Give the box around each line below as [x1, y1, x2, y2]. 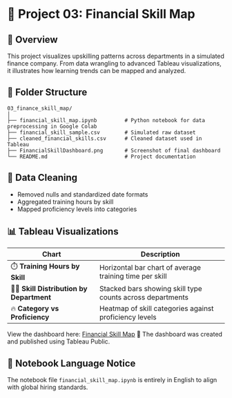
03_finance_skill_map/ [7, 105, 72, 112]
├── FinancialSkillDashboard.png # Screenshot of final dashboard [7, 147, 221, 154]
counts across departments [99, 292, 188, 302]
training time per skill [99, 271, 167, 281]
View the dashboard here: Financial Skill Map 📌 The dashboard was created [7, 330, 223, 339]
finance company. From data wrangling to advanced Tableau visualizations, [7, 59, 222, 68]
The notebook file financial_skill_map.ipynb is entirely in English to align [7, 376, 217, 384]
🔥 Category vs [10, 304, 59, 313]
